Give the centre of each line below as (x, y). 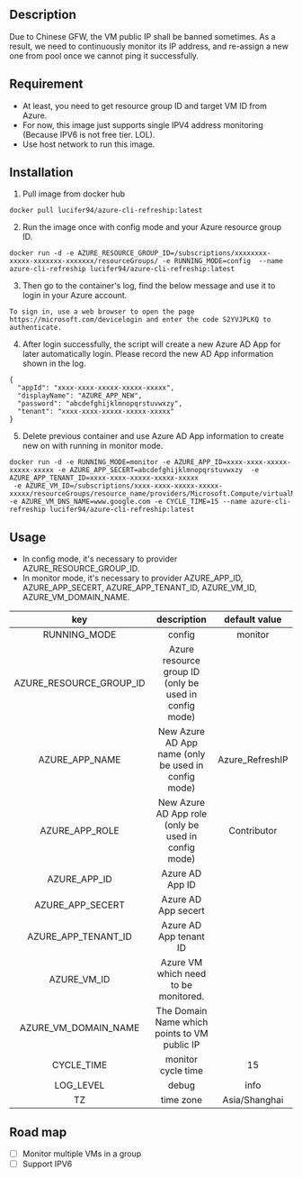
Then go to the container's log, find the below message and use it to (149, 286)
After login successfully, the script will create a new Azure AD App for (151, 344)
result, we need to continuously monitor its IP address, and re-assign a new (149, 46)
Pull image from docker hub (74, 194)
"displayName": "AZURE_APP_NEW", (80, 396)
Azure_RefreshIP (253, 760)
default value (253, 619)
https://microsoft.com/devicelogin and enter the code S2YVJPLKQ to (140, 320)
